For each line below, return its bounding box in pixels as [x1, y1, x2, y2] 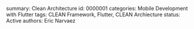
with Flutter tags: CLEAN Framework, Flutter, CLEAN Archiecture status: [6, 11, 180, 18]
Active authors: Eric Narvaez [6, 17, 75, 24]
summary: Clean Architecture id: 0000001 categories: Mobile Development [6, 5, 188, 12]
